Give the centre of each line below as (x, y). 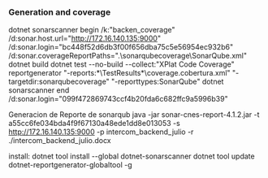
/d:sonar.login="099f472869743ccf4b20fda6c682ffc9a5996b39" (119, 99)
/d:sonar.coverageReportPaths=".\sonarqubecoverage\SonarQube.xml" (128, 56)
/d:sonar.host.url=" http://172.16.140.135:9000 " (84, 38)
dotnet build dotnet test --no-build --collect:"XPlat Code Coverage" (121, 64)
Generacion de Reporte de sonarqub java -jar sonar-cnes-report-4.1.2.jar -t (134, 115)
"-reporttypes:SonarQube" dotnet (167, 82)
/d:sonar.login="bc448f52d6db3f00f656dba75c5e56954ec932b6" (121, 47)
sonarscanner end (39, 90)
